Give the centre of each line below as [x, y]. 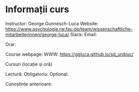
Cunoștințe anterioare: [29, 84]
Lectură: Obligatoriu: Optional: [37, 74]
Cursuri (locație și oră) [29, 64]
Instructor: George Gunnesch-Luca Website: [52, 24]
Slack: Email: [84, 34]
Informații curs [37, 9]
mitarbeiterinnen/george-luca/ [37, 34]
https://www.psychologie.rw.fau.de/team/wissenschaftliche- [69, 29]
